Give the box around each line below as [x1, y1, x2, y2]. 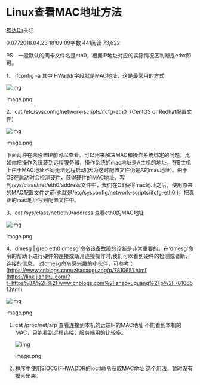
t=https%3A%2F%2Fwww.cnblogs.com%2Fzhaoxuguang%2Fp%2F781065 [6, 279, 193, 286]
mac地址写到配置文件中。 [16, 196, 80, 204]
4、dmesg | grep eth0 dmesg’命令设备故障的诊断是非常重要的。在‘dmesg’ [6, 245, 189, 252]
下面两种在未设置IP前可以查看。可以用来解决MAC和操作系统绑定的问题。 [6, 151, 185, 159]
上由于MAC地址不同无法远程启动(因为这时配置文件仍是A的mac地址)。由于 [6, 166, 188, 174]
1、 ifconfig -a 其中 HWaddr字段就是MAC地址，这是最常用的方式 [6, 72, 165, 79]
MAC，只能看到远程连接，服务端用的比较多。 [14, 329, 127, 336]
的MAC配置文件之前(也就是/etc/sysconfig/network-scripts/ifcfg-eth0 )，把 [6, 189, 189, 196]
